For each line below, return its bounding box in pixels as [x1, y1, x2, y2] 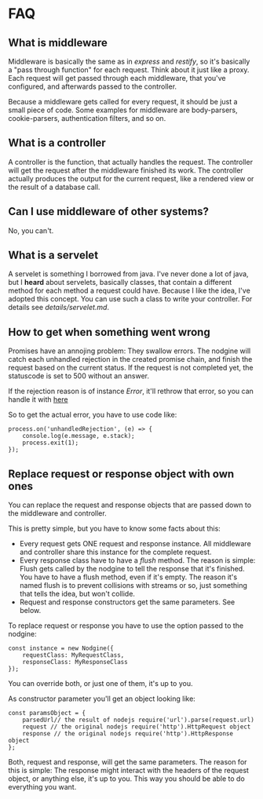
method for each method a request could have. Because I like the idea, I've [8, 286, 251, 295]
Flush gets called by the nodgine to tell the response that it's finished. [19, 564, 245, 574]
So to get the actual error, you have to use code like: [8, 410, 177, 420]
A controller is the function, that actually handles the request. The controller [8, 157, 254, 166]
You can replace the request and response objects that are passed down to [8, 500, 252, 510]
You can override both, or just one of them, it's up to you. [8, 679, 193, 688]
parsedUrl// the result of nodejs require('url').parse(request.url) [22, 716, 255, 724]
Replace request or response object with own [8, 467, 235, 480]
